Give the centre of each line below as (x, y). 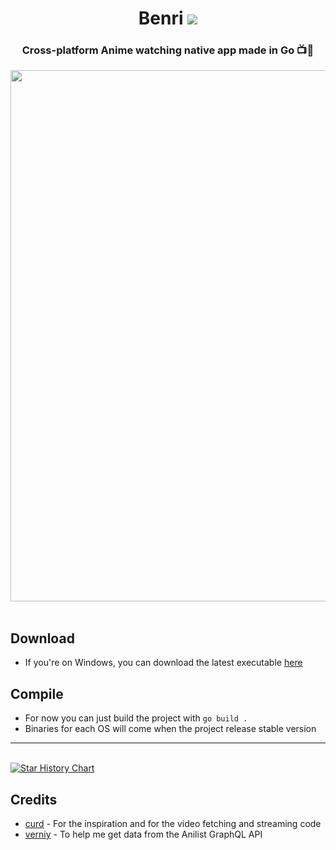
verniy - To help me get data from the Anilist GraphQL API (143, 834)
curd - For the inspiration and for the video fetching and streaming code (173, 823)
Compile (37, 693)
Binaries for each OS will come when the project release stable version (170, 729)
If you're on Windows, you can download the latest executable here (163, 663)
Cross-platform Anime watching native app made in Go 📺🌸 (168, 50)
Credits (34, 799)
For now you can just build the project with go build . (136, 718)
